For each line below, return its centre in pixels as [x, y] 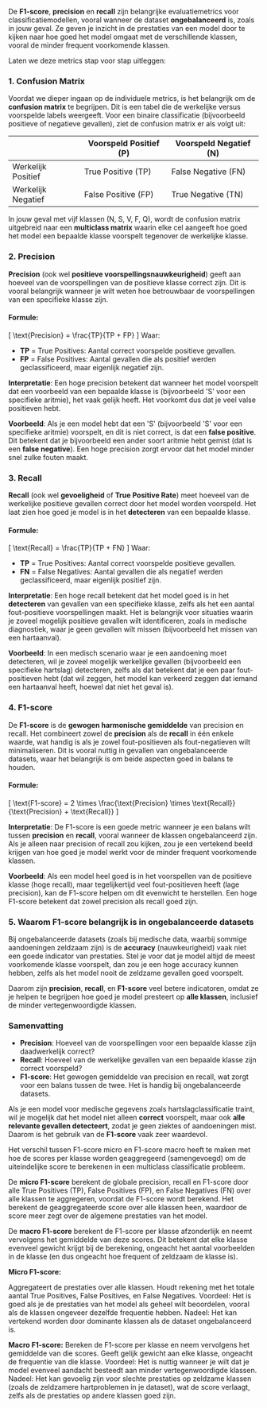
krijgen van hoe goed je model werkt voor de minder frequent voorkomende [132, 852]
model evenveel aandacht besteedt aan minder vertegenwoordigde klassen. [133, 1371]
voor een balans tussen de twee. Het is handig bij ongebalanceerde [130, 1085]
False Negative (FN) [209, 172]
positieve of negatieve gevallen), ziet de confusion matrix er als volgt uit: [127, 124]
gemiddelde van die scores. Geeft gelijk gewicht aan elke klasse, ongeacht [130, 1353]
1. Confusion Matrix [46, 81]
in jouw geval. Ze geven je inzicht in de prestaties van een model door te [127, 28]
